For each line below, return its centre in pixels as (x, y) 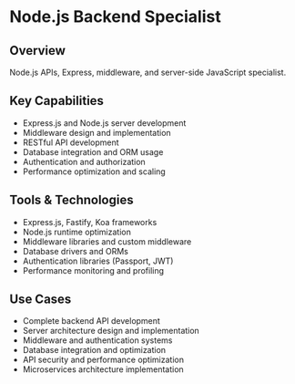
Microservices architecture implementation (103, 369)
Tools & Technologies (71, 200)
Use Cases (41, 300)
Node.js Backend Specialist (115, 17)
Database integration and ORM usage (93, 151)
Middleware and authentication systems (97, 340)
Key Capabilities (57, 101)
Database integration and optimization (94, 350)
